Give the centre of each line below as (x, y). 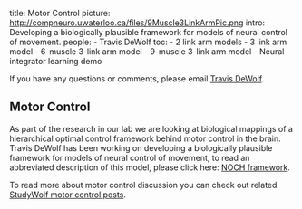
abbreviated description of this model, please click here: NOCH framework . (150, 167)
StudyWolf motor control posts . (68, 195)
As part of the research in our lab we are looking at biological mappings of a (151, 128)
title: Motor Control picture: (60, 13)
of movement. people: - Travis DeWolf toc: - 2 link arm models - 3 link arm (148, 42)
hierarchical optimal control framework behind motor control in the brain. (145, 138)
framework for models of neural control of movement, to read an (130, 157)
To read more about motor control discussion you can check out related (143, 185)
